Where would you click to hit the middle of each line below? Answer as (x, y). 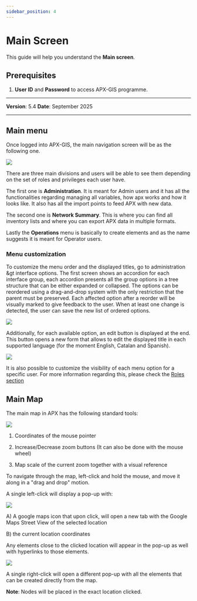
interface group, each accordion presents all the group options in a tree (92, 280)
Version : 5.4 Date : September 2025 (49, 107)
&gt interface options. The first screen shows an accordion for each (88, 273)
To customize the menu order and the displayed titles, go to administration (96, 267)
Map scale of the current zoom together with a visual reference (91, 465)
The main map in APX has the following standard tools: (72, 413)
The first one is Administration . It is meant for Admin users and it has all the (98, 191)
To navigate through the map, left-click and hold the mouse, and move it (93, 476)
